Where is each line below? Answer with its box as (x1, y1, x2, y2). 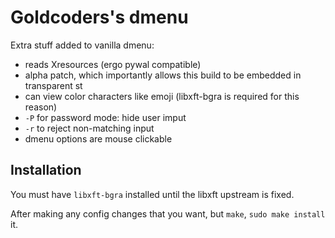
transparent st (24, 79, 83, 91)
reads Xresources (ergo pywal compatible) (24, 58, 202, 70)
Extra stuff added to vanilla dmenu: (10, 39, 155, 51)
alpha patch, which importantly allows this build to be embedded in (24, 69, 302, 81)
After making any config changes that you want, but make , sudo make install (10, 207, 326, 220)
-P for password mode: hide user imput (24, 111, 187, 123)
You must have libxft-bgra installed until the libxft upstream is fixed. (10, 188, 295, 200)
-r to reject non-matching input (24, 122, 155, 134)
